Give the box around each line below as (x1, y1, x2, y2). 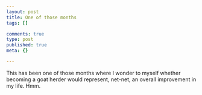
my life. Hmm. (6, 82, 41, 89)
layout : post (6, 8, 39, 15)
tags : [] (6, 20, 28, 26)
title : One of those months (6, 14, 77, 20)
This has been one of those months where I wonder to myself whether (6, 69, 181, 76)
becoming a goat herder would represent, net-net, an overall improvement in (6, 76, 197, 83)
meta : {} (6, 47, 28, 54)
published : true (6, 42, 47, 48)
